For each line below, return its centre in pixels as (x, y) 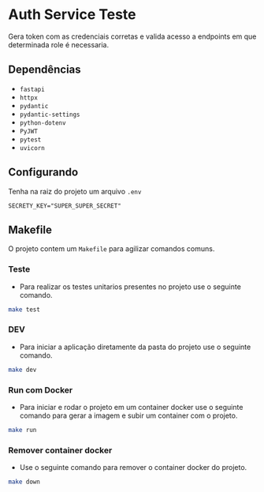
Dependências (45, 70)
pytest (30, 140)
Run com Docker (41, 390)
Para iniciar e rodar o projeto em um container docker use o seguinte (131, 407)
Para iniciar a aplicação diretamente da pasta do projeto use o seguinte (135, 347)
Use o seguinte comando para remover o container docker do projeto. (133, 468)
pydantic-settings (50, 115)
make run (22, 430)
